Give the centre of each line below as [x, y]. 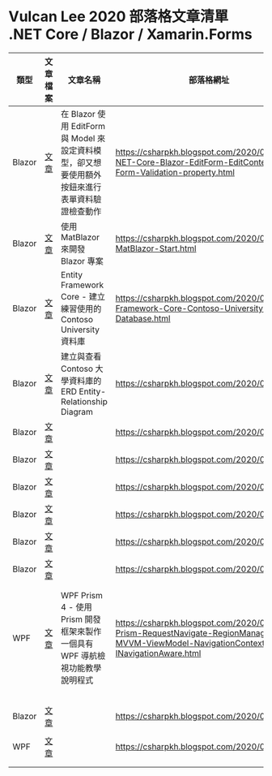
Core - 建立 [83, 296]
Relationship [84, 401]
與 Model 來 [83, 138]
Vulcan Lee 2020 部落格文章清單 [119, 17]
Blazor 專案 [82, 261]
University [80, 330]
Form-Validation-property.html [175, 172]
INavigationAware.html [158, 653]
